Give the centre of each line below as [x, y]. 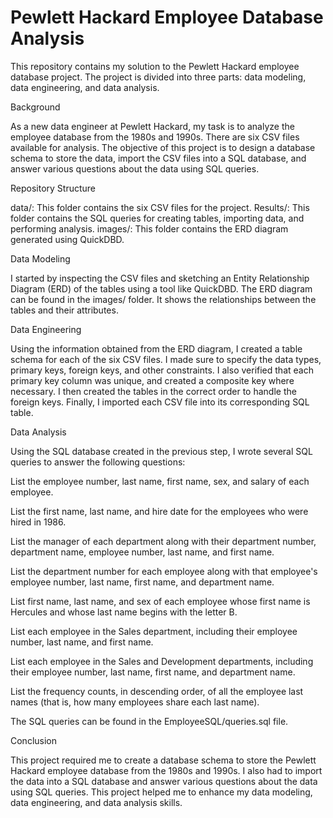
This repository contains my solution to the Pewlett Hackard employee [155, 66]
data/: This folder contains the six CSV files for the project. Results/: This [160, 207]
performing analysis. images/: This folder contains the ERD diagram [149, 228]
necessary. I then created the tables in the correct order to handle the [153, 391]
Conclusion [34, 740]
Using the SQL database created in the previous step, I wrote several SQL [161, 451]
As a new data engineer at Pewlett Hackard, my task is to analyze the [152, 126]
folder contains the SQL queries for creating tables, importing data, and [157, 218]
